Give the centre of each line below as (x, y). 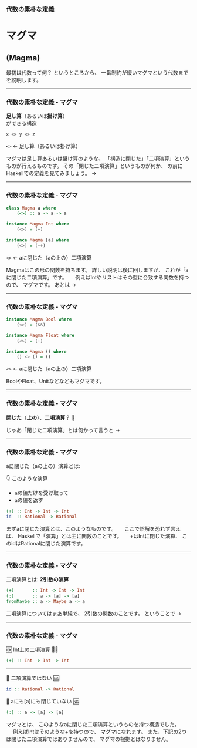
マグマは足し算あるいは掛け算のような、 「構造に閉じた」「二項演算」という (98, 159)
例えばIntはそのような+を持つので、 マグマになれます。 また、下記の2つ (100, 732)
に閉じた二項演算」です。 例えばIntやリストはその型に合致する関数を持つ (98, 277)
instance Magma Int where (38, 224)
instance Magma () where (36, 351)
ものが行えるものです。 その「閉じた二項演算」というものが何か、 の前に (94, 166)
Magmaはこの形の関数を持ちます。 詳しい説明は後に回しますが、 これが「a (97, 270)
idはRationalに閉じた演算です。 (48, 543)
